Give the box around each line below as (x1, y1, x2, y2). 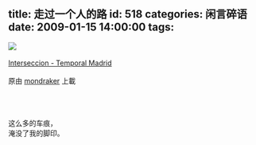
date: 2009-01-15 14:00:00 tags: (8, 21, 175, 34)
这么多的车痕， (8, 118, 57, 127)
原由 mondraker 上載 (8, 76, 76, 85)
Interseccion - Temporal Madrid (8, 58, 113, 68)
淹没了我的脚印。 (8, 128, 64, 138)
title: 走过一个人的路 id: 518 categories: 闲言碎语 (8, 7, 248, 22)
